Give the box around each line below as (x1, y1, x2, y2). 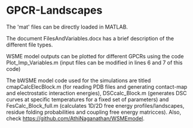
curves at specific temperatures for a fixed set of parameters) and (6, 96, 169, 103)
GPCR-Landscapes (6, 4, 103, 17)
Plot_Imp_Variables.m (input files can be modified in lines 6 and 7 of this (6, 59, 183, 66)
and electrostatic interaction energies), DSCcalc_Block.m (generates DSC (6, 89, 187, 96)
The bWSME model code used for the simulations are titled (6, 77, 151, 84)
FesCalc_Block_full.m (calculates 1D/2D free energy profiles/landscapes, (6, 102, 185, 109)
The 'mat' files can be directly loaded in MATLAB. (6, 23, 128, 30)
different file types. (6, 41, 53, 48)
